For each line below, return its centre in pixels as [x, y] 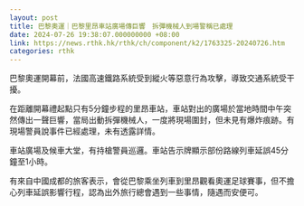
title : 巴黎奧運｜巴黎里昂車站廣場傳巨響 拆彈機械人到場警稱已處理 [121, 26]
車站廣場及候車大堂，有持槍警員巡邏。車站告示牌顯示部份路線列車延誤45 [145, 151]
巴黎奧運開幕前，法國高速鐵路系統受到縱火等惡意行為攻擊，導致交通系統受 [148, 79]
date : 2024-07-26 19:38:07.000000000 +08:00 [95, 34]
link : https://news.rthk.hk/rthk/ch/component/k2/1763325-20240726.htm [147, 43]
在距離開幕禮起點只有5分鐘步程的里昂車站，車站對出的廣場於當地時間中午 [147, 108]
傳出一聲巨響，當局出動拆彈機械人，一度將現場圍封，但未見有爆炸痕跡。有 [156, 120]
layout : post [34, 18]
